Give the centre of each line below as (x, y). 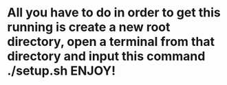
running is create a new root (89, 27)
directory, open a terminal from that (111, 42)
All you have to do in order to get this (114, 13)
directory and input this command (106, 57)
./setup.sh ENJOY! (62, 71)
